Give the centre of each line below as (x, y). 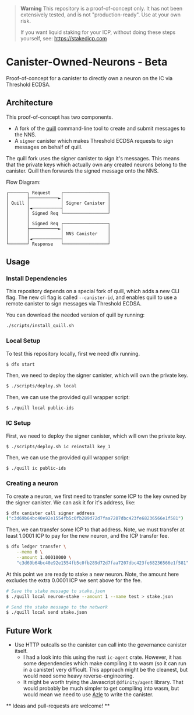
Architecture (30, 103)
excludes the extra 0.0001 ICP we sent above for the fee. (74, 580)
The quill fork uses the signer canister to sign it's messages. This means (93, 158)
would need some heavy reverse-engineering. (79, 676)
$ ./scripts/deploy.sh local (41, 386)
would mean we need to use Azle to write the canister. (88, 695)
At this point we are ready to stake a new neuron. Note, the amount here (93, 574)
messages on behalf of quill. (48, 147)
